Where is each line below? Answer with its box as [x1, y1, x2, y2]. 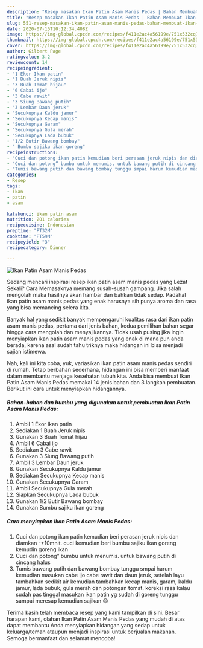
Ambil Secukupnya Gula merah [15, 485, 93, 492]
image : [7, 31, 23, 37]
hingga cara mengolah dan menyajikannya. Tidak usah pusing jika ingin [7, 328, 184, 335]
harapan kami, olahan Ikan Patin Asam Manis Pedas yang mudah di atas [7, 615, 186, 623]
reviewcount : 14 [7, 59, 48, 65]
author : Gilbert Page [7, 48, 61, 54]
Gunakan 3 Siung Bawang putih [15, 453, 94, 460]
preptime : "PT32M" [7, 228, 53, 234]
